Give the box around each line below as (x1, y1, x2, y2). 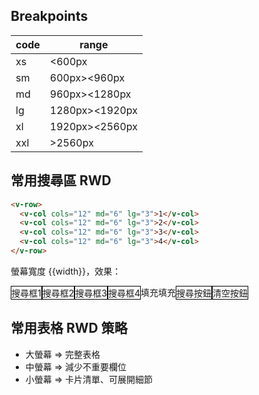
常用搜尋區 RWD (10, 172, 112, 189)
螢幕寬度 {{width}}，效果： (10, 265, 122, 277)
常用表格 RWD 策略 (10, 320, 128, 337)
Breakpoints (10, 8, 89, 25)
